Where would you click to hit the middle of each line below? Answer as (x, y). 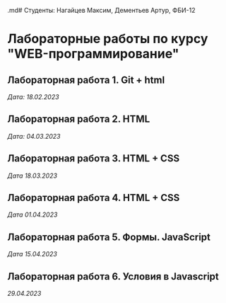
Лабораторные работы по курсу (108, 39)
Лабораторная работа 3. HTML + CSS (94, 159)
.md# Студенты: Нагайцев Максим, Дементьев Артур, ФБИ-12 (101, 10)
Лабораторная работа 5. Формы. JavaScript (109, 237)
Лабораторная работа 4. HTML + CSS (94, 198)
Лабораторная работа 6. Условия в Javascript (113, 276)
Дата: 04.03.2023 (34, 136)
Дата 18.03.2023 (32, 176)
